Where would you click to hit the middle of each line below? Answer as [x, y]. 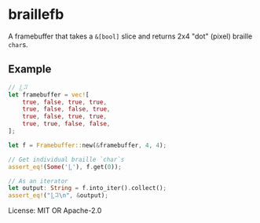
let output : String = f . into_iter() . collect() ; [88, 188]
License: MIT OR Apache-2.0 [55, 210]
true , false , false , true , [66, 109]
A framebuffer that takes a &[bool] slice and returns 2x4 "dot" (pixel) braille [130, 36]
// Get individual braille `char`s [66, 159]
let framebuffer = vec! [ [49, 95]
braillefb [36, 15]
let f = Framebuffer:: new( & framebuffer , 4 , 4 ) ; [88, 145]
